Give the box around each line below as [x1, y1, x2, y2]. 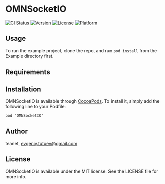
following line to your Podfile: [5, 103, 66, 109]
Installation [5, 85, 41, 93]
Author [5, 127, 28, 136]
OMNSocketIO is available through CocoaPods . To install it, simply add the [5, 98, 160, 104]
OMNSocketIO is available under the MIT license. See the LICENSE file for [5, 168, 158, 174]
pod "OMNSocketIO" [5, 113, 44, 118]
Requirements [5, 68, 50, 76]
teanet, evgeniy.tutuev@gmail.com [5, 140, 77, 146]
